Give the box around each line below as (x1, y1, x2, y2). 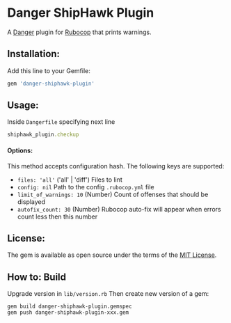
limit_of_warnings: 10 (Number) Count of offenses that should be (17, 190, 209, 198)
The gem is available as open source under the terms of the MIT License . (7, 251, 217, 259)
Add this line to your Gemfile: (7, 66, 90, 74)
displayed (17, 197, 46, 206)
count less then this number (17, 212, 98, 221)
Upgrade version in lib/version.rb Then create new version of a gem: (7, 290, 209, 298)
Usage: (7, 100, 40, 111)
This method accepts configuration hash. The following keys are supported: (7, 161, 225, 170)
